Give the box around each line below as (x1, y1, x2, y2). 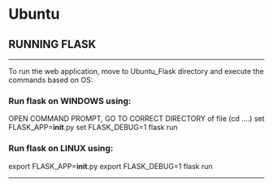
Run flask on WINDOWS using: (8, 95, 132, 107)
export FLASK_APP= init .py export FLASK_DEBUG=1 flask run (8, 161, 213, 171)
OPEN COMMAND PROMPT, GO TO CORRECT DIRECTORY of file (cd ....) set (8, 114, 266, 124)
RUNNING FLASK (8, 37, 97, 51)
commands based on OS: (8, 75, 93, 85)
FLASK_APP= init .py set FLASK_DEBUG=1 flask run (8, 123, 178, 133)
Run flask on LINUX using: (8, 143, 114, 154)
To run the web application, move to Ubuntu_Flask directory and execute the (8, 67, 264, 76)
